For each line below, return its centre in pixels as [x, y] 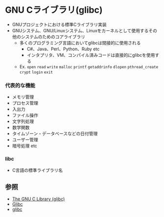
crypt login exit [36, 72]
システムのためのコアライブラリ [53, 37]
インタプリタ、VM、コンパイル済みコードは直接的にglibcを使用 [91, 55]
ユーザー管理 [25, 140]
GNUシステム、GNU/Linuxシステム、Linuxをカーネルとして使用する [80, 30]
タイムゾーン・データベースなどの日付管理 [55, 134]
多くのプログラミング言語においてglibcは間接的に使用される [80, 43]
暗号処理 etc [25, 146]
